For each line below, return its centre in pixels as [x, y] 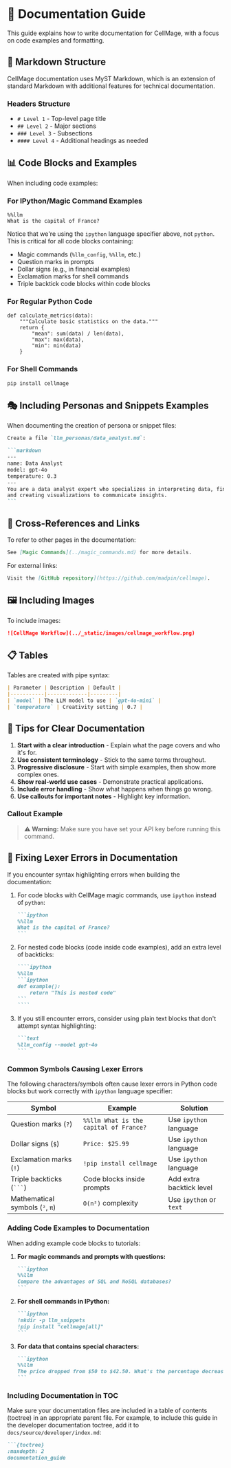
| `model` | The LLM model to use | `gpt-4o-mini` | [84, 701]
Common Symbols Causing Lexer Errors [75, 1069]
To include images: [34, 620]
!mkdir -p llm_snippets [51, 1320]
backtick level [190, 1187]
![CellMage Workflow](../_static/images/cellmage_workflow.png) [101, 633]
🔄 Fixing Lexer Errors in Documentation [92, 858]
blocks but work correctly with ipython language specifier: [90, 1091]
